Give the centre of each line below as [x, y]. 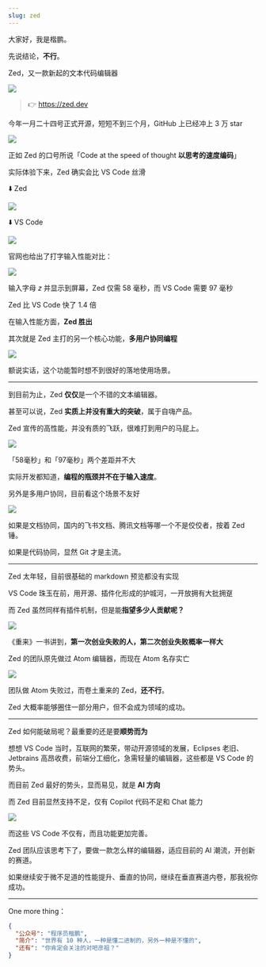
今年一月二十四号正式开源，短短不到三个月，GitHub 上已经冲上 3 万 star [125, 123]
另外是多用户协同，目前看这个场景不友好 [74, 493]
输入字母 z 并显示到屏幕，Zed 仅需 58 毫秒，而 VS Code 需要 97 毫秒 [121, 288]
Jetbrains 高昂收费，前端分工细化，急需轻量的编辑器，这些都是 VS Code [127, 758]
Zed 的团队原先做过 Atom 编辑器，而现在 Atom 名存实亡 [99, 658]
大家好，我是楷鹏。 [40, 39]
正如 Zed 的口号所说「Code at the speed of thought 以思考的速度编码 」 [125, 155]
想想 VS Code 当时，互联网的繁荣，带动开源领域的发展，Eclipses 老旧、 [126, 748]
